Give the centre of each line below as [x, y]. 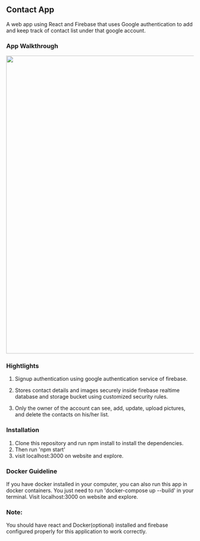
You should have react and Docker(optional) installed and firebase [87, 525]
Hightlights [23, 366]
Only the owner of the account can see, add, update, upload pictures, [100, 408]
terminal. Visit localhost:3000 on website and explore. [72, 497]
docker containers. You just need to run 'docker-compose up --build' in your [100, 490]
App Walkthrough [32, 46]
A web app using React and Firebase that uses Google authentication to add [99, 24]
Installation [23, 430]
